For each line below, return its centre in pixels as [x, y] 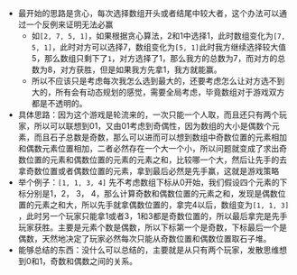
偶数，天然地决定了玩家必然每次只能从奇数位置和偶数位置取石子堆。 [144, 238]
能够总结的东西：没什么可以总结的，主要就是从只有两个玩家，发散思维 [148, 250]
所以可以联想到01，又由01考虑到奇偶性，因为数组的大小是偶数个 [153, 126]
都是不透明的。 [59, 103]
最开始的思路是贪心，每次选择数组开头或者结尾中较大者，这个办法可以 [148, 13]
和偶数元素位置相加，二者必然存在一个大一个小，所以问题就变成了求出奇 [152, 148]
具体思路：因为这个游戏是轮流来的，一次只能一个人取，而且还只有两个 [148, 115]
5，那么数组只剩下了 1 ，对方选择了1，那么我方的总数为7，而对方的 [154, 58]
